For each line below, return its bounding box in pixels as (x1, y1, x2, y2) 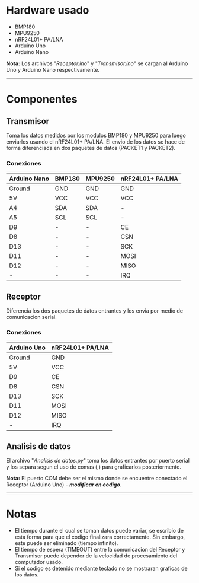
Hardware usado (6, 4, 89, 17)
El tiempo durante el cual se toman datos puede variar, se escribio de (14, 527, 184, 534)
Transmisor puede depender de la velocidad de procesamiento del (14, 552, 178, 559)
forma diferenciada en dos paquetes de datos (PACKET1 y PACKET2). (6, 144, 176, 151)
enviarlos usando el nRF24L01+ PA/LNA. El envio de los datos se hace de (6, 138, 185, 145)
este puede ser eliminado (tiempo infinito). (14, 540, 118, 547)
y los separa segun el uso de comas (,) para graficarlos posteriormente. (6, 463, 182, 470)
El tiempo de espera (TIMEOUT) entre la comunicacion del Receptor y (14, 546, 185, 553)
